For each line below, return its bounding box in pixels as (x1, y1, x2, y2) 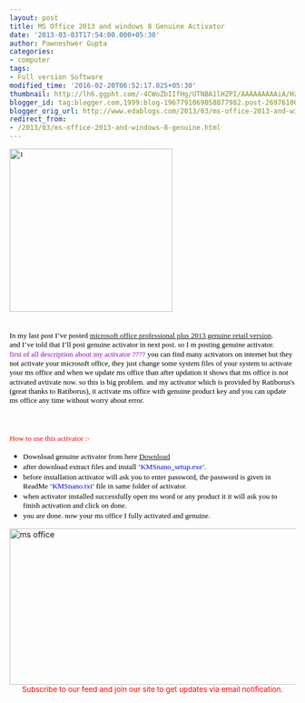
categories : (9, 47, 54, 56)
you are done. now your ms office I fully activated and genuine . (22, 511, 211, 520)
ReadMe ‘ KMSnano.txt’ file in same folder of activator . (22, 481, 188, 491)
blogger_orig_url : (9, 106, 79, 115)
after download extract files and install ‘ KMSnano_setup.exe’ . (22, 462, 207, 471)
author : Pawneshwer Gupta (9, 38, 107, 48)
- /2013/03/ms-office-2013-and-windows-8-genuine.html (9, 124, 221, 133)
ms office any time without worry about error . (9, 396, 145, 405)
